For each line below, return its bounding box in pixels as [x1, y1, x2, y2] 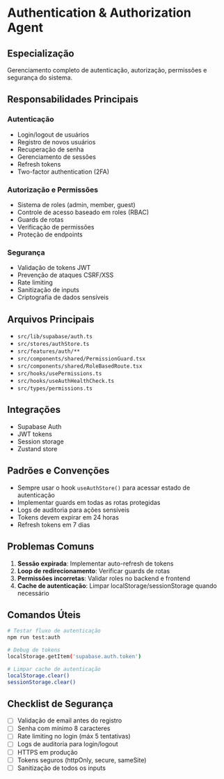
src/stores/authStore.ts [17, 340, 90, 348]
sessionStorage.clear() [7, 679, 77, 686]
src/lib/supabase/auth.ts [17, 333, 93, 340]
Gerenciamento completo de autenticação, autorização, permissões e [7, 66, 207, 74]
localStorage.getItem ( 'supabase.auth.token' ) [7, 653, 141, 660]
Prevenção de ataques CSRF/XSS [17, 271, 114, 280]
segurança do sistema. [7, 73, 73, 82]
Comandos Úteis [7, 609, 81, 621]
